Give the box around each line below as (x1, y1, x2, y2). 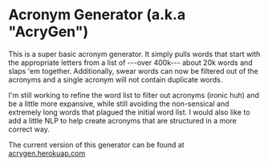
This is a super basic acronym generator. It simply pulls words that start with (8, 49, 261, 59)
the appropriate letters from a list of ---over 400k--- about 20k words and (8, 58, 253, 67)
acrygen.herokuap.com (8, 148, 86, 158)
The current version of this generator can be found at (8, 140, 185, 149)
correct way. (8, 124, 50, 134)
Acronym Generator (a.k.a (8, 6, 186, 24)
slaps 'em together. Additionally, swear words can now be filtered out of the (8, 66, 259, 75)
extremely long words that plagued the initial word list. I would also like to (8, 107, 250, 117)
